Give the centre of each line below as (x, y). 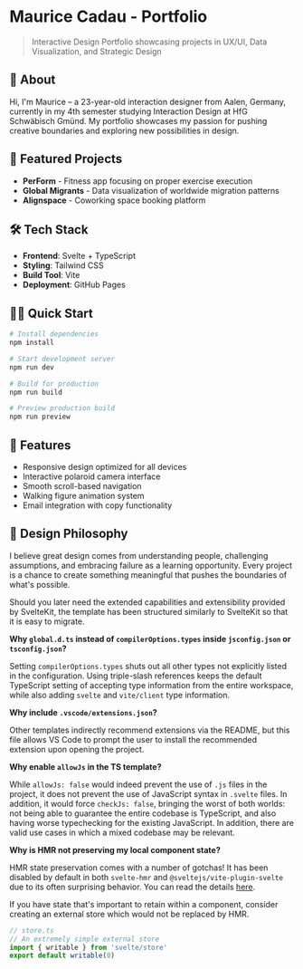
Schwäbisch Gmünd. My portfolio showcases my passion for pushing (138, 120)
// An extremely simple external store (85, 939)
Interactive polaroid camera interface (91, 476)
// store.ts (32, 930)
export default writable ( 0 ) (62, 956)
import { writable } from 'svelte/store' (89, 947)
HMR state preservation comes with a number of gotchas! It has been (139, 868)
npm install (32, 343)
